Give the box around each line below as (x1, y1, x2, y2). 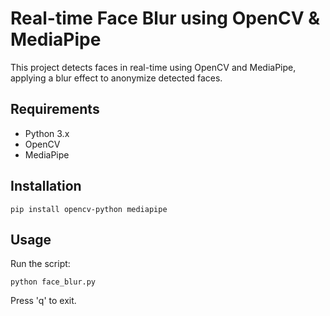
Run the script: (10, 258, 71, 270)
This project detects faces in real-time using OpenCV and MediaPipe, (10, 61, 297, 73)
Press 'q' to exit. (10, 295, 77, 307)
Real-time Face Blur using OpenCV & (10, 7, 321, 30)
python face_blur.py (10, 277, 97, 287)
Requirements (10, 101, 100, 118)
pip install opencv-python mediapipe (10, 204, 168, 214)
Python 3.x (24, 127, 70, 139)
